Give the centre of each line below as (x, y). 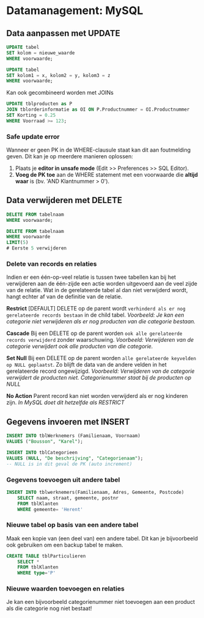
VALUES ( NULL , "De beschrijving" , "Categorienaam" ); (75, 458)
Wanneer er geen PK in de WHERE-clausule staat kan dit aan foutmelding (99, 150)
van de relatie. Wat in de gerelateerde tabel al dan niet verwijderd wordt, (97, 290)
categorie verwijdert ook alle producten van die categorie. (80, 347)
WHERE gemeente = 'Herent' (50, 509)
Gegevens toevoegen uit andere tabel (63, 479)
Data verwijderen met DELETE (64, 200)
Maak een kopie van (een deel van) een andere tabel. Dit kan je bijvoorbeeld (102, 538)
